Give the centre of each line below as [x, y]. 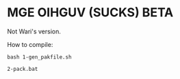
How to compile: [30, 44]
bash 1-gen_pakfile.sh [39, 57]
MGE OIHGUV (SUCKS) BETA [90, 13]
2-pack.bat [23, 69]
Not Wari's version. [34, 31]
